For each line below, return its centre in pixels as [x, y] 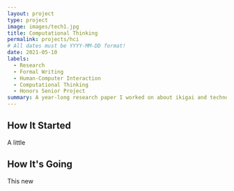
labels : [18, 59]
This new [20, 181]
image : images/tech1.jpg [43, 26]
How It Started [39, 126]
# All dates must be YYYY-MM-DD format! [67, 46]
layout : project [31, 14]
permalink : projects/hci [43, 40]
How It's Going [40, 164]
